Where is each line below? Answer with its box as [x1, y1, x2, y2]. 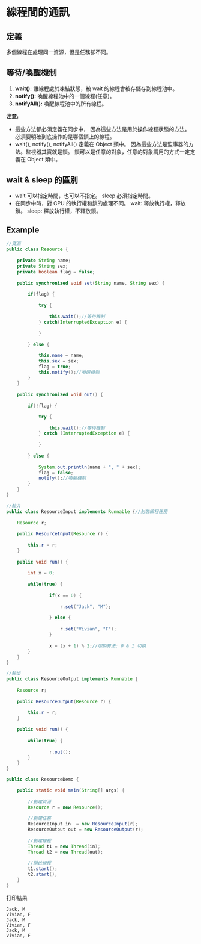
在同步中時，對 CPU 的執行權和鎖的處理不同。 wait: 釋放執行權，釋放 [14, 199, 186, 206]
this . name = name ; [38, 353, 85, 359]
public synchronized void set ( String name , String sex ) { [17, 280, 165, 286]
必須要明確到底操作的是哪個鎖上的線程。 [14, 133, 115, 140]
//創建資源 [28, 798, 52, 804]
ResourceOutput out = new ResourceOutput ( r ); [28, 827, 144, 833]
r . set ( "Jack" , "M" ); [59, 603, 112, 610]
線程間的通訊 [6, 5, 70, 19]
